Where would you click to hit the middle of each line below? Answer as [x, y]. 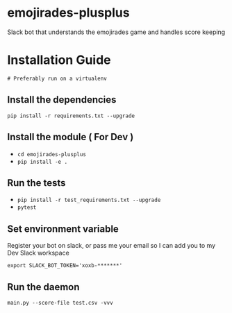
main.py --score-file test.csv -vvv [60, 303]
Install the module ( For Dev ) [71, 137]
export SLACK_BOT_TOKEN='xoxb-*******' [65, 266]
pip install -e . [42, 162]
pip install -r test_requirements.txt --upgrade [89, 200]
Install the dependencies [62, 100]
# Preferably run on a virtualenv [57, 78]
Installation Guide [59, 60]
